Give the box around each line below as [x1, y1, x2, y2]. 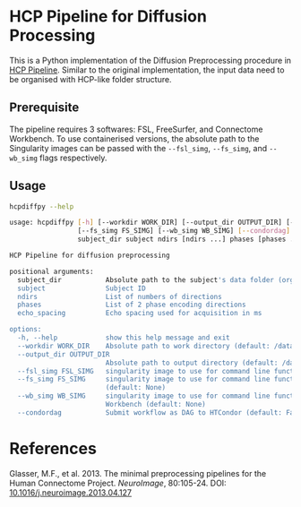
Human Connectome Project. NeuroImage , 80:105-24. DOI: [9, 477, 227, 488]
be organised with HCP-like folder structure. [9, 73, 172, 84]
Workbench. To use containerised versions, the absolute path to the [9, 133, 260, 144]
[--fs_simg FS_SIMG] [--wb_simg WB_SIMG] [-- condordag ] [77, 227, 291, 236]
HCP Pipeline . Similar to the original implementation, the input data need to [9, 64, 285, 75]
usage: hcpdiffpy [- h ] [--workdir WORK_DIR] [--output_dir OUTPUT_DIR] [9, 218, 282, 228]
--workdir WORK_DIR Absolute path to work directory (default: [17, 341, 271, 350]
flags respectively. [39, 152, 107, 163]
